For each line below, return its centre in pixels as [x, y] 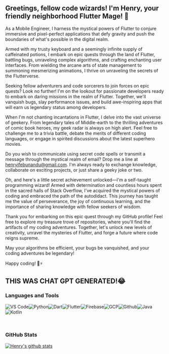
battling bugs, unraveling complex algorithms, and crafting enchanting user [83, 60]
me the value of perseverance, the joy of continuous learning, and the [78, 201]
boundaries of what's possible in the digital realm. [57, 39]
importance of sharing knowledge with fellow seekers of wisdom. [73, 207]
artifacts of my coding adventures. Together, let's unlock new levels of [79, 227]
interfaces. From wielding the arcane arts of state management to [74, 65]
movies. [13, 144]
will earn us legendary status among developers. [56, 107]
